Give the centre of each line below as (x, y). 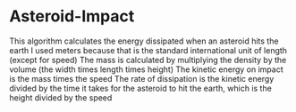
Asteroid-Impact (72, 16)
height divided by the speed (61, 97)
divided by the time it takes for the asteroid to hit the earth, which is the (141, 88)
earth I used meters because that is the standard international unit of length (148, 50)
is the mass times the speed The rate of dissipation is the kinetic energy (142, 78)
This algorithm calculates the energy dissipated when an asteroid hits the (144, 41)
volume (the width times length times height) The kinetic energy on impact (146, 69)
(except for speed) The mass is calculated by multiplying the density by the (148, 60)
